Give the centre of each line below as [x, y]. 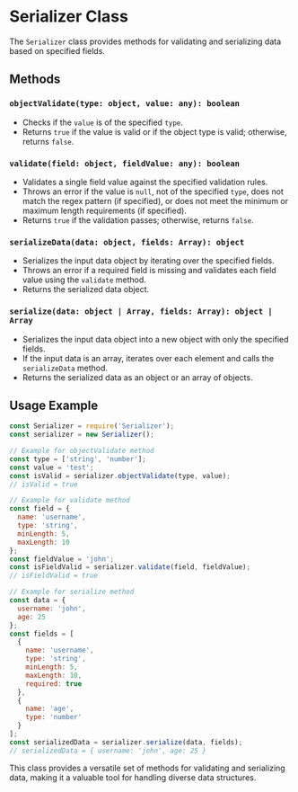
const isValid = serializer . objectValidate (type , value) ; [120, 476]
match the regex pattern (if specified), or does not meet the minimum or [155, 200]
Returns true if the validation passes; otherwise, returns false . [138, 220]
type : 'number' [54, 717]
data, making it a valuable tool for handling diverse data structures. [133, 777]
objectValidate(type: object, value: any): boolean [125, 104]
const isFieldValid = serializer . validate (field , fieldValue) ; [130, 567]
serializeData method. [65, 368]
